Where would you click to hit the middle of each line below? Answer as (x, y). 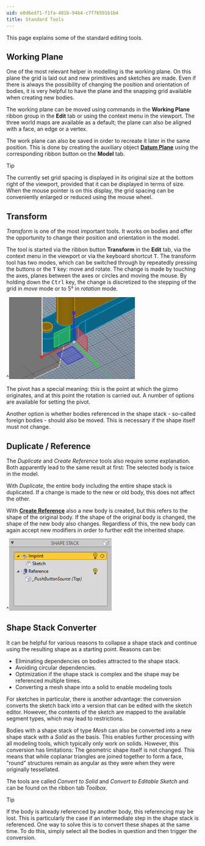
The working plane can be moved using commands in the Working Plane (98, 110)
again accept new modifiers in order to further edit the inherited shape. (95, 530)
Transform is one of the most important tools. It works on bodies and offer (99, 231)
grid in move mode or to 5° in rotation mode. (62, 289)
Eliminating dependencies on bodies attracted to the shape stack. (98, 661)
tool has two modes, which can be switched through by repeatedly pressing (102, 263)
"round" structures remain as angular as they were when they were (91, 763)
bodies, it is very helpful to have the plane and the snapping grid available (99, 91)
